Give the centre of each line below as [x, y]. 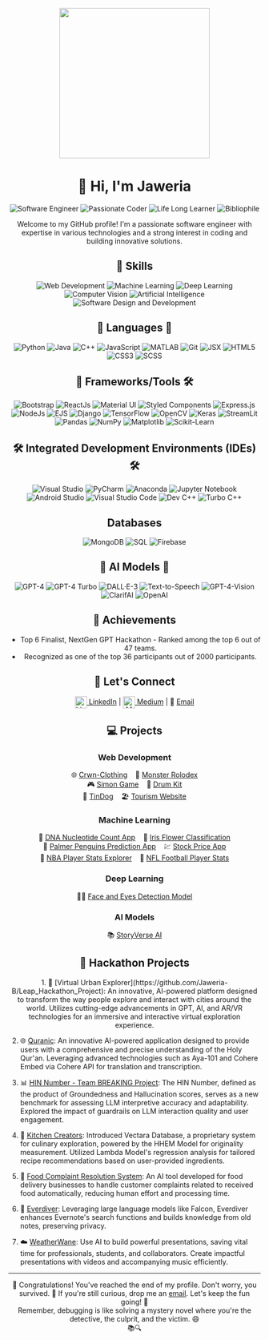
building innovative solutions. [134, 241]
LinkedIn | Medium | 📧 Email [141, 702]
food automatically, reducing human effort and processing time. [125, 1193]
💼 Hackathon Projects [134, 963]
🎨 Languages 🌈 [134, 328]
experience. [134, 1024]
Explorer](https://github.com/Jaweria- [165, 982]
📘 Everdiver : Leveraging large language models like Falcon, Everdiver [134, 1209]
